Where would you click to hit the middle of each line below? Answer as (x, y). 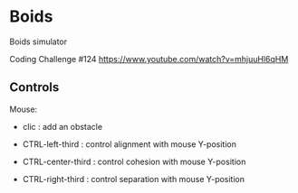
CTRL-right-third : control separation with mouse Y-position (134, 179)
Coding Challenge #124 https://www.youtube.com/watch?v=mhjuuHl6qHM (149, 59)
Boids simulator (38, 41)
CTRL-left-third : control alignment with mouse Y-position (130, 144)
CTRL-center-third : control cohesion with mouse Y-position (134, 161)
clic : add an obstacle (62, 126)
